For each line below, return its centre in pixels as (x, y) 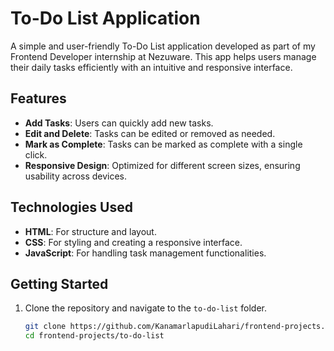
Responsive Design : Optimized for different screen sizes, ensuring (162, 165)
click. (36, 154)
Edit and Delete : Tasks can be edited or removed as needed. (150, 133)
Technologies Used (71, 207)
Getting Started (59, 283)
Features (38, 98)
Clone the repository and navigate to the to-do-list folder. (146, 308)
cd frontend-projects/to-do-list (94, 336)
